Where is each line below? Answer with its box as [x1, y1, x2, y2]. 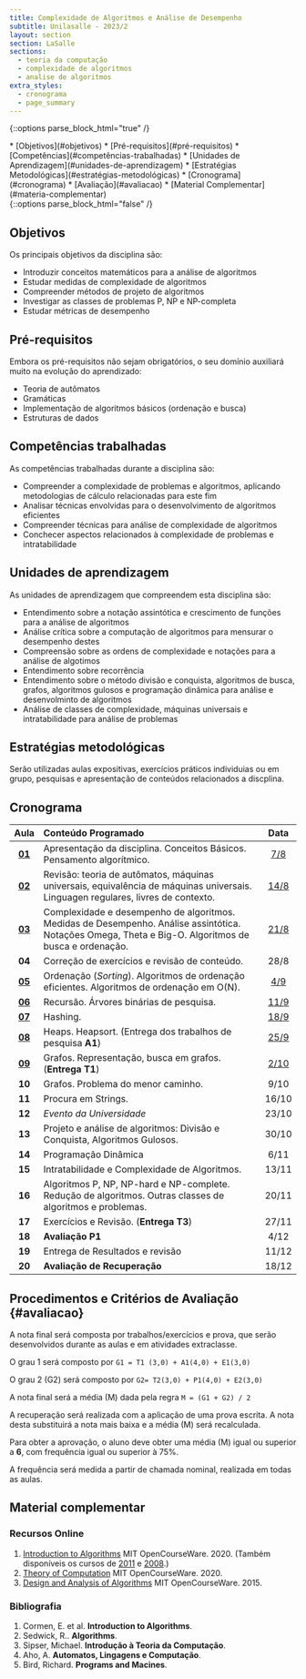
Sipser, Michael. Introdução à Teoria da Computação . [22, 1640, 226, 1651]
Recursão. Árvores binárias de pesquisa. [43, 996, 217, 1009]
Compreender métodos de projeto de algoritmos [22, 286, 205, 297]
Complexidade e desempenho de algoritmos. [43, 906, 236, 919]
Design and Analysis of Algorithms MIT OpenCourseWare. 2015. [22, 1577, 262, 1588]
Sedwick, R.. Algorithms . [22, 1631, 117, 1642]
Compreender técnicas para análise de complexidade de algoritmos [22, 519, 278, 530]
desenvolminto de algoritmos [22, 694, 132, 705]
